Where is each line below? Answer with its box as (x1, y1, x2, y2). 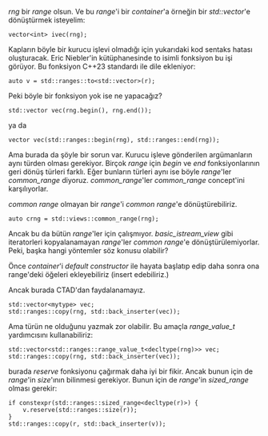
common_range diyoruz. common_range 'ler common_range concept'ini (8, 176, 246, 184)
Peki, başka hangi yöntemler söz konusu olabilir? (8, 246, 169, 255)
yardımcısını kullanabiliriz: (8, 331, 94, 339)
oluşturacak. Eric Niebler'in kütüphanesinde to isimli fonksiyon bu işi (8, 54, 234, 62)
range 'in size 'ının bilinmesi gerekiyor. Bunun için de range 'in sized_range (8, 375, 250, 384)
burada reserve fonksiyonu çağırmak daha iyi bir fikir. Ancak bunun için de (8, 367, 254, 376)
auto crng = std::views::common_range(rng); (8, 215, 159, 223)
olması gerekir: (8, 383, 58, 393)
